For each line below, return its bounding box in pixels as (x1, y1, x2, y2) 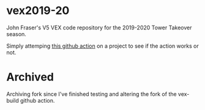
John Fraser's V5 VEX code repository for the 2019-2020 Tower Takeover (6, 24, 192, 31)
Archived (6, 70, 54, 84)
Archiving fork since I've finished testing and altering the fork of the (6, 90, 177, 98)
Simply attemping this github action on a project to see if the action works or (6, 42, 199, 50)
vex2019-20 (6, 4, 70, 18)
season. (6, 30, 26, 37)
